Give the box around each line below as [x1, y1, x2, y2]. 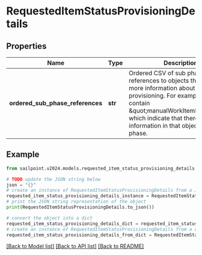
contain [129, 99, 150, 107]
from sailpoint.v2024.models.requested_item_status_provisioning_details [6, 165, 195, 171]
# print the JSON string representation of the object [6, 198, 147, 205]
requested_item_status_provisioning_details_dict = [6, 221, 138, 227]
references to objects [129, 76, 189, 85]
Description [163, 59, 198, 67]
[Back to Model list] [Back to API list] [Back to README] [6, 242, 144, 250]
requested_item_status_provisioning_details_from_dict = [6, 232, 152, 238]
